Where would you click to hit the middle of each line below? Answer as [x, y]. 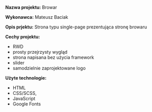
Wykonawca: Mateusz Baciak [37, 17]
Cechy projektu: [23, 37]
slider [18, 63]
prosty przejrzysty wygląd [40, 52]
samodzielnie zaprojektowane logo [49, 68]
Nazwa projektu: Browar [31, 7]
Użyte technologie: [26, 78]
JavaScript [24, 99]
